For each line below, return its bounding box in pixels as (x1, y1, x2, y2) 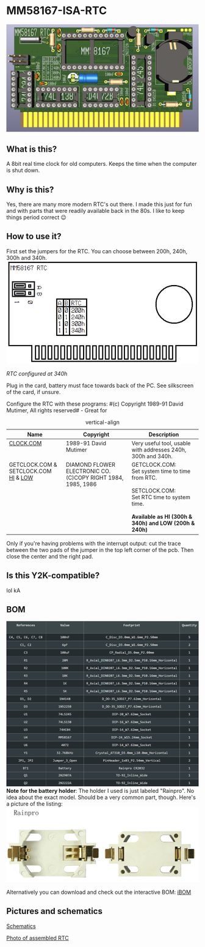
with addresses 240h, (131, 446, 187, 453)
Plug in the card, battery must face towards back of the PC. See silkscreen (6, 382, 194, 389)
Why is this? (6, 184, 54, 195)
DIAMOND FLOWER (66, 461, 116, 469)
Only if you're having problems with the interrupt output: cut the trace (6, 540, 181, 547)
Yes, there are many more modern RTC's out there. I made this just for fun (6, 201, 192, 208)
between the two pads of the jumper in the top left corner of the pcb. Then (6, 546, 194, 554)
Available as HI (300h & (131, 513, 193, 521)
